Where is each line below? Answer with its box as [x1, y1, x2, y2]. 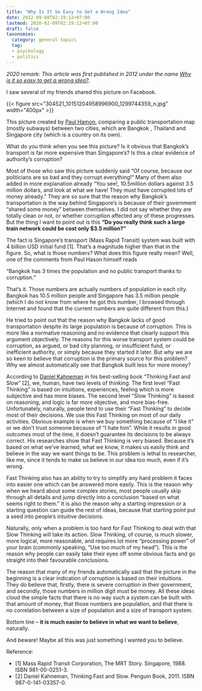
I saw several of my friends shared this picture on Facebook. [6, 88, 157, 95]
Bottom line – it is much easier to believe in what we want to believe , [6, 618, 179, 625]
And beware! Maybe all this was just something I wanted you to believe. [6, 636, 184, 643]
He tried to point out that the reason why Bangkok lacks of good [6, 316, 166, 323]
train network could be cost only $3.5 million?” [6, 224, 127, 232]
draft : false [6, 25, 39, 32]
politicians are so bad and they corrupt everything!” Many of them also [6, 173, 182, 181]
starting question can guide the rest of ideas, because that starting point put [6, 506, 196, 513]
